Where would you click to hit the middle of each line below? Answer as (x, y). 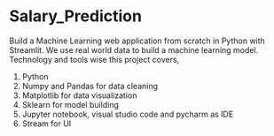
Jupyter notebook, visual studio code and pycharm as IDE (128, 114)
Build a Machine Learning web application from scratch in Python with (137, 41)
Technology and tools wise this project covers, (94, 59)
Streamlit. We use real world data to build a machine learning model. (134, 49)
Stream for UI (47, 123)
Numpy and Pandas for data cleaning (90, 86)
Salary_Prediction (75, 16)
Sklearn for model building (70, 104)
